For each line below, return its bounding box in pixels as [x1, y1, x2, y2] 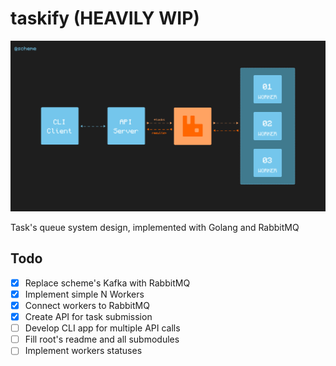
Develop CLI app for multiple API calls [24, 322, 181, 334]
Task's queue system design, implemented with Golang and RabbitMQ [10, 222, 300, 234]
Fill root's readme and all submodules [24, 333, 180, 346]
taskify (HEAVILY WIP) [10, 7, 200, 30]
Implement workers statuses [24, 345, 143, 357]
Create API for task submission [24, 311, 153, 323]
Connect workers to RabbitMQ [24, 300, 150, 312]
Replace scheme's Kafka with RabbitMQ [24, 277, 191, 289]
